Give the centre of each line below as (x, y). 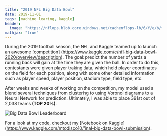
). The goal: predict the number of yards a (103, 57)
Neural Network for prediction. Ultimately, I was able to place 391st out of (80, 98)
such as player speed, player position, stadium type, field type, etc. (74, 78)
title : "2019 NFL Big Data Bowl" (40, 10)
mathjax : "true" (22, 33)
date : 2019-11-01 (23, 14)
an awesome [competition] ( (34, 52)
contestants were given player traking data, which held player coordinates (81, 68)
